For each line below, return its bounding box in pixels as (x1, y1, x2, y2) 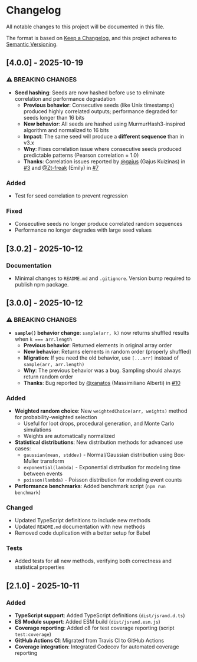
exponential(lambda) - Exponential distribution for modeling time (23, 463, 181, 470)
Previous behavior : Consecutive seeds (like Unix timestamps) (23, 101, 175, 108)
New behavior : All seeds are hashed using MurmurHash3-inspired (23, 120, 186, 127)
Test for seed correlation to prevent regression (14, 192, 128, 199)
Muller (23, 457, 40, 465)
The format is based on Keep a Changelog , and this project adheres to (6, 34, 177, 41)
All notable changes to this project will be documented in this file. (6, 23, 165, 30)
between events (23, 470, 63, 477)
